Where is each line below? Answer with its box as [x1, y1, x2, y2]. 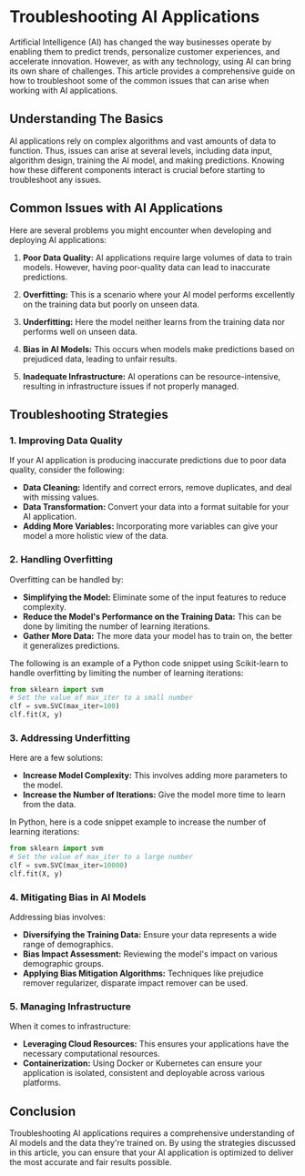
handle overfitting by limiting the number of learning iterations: [9, 667, 244, 678]
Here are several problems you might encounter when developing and [9, 225, 271, 236]
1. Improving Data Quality [9, 434, 123, 447]
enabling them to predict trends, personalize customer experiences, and [9, 46, 280, 56]
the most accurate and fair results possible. [9, 1157, 172, 1168]
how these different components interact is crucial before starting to [9, 164, 266, 175]
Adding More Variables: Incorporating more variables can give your [22, 521, 279, 532]
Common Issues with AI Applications [9, 200, 223, 216]
